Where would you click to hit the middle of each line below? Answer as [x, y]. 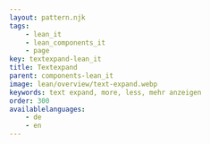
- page [38, 51]
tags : [19, 26]
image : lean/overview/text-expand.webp [84, 84]
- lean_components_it [65, 42]
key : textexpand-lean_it [55, 59]
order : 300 [29, 101]
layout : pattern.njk [48, 17]
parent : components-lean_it [62, 76]
